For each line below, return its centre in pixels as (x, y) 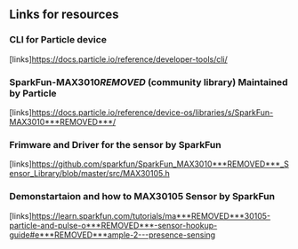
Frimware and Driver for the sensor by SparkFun (115, 144)
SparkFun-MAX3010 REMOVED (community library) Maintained (149, 82)
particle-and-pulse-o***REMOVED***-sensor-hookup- (113, 225)
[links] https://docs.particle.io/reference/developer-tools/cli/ (119, 59)
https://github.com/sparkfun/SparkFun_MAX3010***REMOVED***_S (160, 164)
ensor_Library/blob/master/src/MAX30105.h (90, 174)
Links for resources (64, 15)
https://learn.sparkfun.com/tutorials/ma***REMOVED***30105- (151, 215)
